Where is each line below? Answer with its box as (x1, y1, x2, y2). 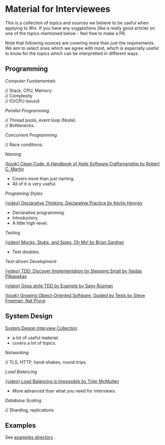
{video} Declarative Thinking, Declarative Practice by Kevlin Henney (5, 200, 143, 206)
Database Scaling (5, 397, 42, 403)
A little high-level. (12, 220, 48, 226)
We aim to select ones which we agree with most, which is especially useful (5, 45, 159, 51)
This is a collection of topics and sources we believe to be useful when (5, 20, 149, 26)
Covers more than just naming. (12, 176, 75, 181)
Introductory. (12, 215, 39, 221)
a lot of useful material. (12, 335, 59, 341)
